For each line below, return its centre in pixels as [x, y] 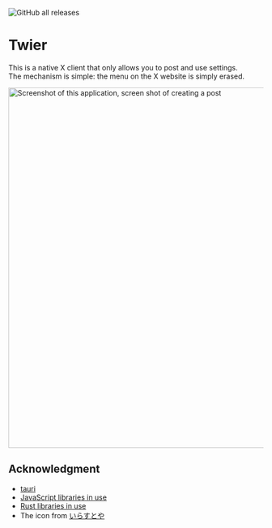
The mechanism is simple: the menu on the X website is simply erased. [127, 76]
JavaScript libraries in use [64, 497]
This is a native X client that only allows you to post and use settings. [123, 67]
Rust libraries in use [53, 505]
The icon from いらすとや [62, 515]
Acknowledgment [54, 469]
